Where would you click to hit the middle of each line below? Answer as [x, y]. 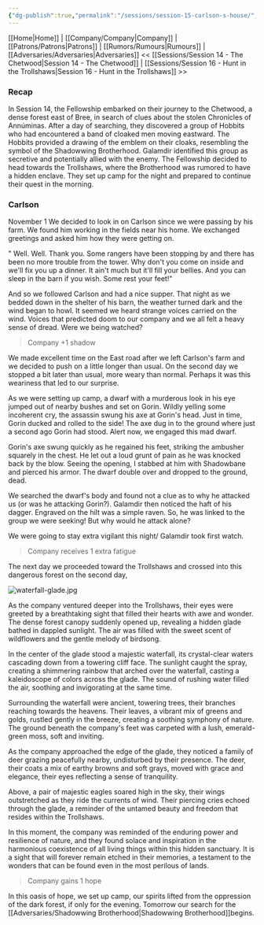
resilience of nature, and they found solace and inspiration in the [112, 841]
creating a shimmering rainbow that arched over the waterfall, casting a [124, 671]
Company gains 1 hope [64, 881]
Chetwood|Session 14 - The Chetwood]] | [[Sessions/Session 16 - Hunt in [127, 63]
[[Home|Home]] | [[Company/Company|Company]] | [93, 38]
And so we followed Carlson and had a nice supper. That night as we [119, 294]
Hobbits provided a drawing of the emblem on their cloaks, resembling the [128, 142]
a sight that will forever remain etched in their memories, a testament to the [130, 857]
